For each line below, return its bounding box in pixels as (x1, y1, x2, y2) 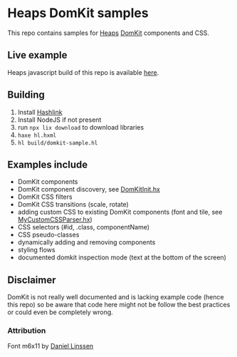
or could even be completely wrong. (7, 308, 114, 316)
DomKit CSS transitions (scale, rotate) (17, 200, 130, 209)
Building (7, 89, 45, 101)
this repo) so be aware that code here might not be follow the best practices (7, 301, 231, 309)
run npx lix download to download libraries (17, 123, 144, 131)
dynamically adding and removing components (17, 238, 156, 247)
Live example (7, 49, 68, 61)
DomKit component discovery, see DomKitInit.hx (17, 185, 160, 194)
